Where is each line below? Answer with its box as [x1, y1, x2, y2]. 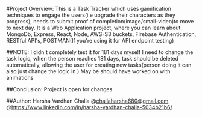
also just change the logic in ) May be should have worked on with [6, 68, 171, 74]
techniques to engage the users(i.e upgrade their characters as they [6, 11, 176, 19]
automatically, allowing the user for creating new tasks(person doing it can [6, 61, 192, 68]
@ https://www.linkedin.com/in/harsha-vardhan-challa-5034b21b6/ [6, 104, 173, 110]
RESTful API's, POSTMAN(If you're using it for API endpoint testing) [6, 37, 174, 44]
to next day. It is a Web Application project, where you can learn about [6, 24, 181, 31]
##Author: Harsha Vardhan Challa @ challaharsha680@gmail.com [6, 97, 169, 104]
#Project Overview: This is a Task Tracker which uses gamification [6, 5, 172, 12]
